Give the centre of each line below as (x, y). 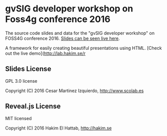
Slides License (28, 69)
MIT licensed (18, 118)
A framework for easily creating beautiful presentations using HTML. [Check (83, 48)
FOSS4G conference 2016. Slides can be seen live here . (63, 38)
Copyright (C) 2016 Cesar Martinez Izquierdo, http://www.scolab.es (75, 91)
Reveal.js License (33, 106)
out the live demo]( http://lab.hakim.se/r (45, 53)
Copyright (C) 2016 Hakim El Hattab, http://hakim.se (59, 128)
